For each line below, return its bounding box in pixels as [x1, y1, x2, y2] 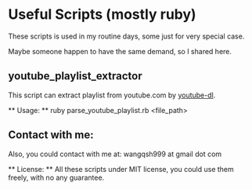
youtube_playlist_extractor [8, 69, 142, 83]
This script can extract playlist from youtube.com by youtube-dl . [8, 90, 216, 100]
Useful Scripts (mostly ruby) [8, 5, 197, 24]
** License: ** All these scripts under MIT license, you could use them [8, 164, 235, 174]
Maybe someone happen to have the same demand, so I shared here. [8, 46, 232, 56]
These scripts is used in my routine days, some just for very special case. [8, 31, 245, 41]
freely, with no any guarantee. [8, 173, 105, 182]
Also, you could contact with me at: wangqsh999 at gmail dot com [8, 149, 222, 159]
